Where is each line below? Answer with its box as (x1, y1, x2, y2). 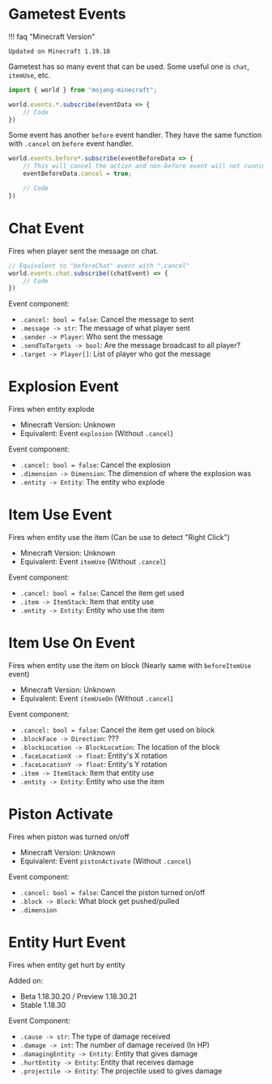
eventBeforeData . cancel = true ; (23, 169, 132, 178)
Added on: (8, 975, 44, 985)
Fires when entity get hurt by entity (8, 960, 125, 970)
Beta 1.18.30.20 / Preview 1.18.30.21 (19, 991, 138, 1001)
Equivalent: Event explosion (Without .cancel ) (19, 429, 174, 439)
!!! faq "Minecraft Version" (8, 32, 96, 41)
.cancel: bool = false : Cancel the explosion (19, 460, 172, 470)
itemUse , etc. (8, 70, 51, 79)
